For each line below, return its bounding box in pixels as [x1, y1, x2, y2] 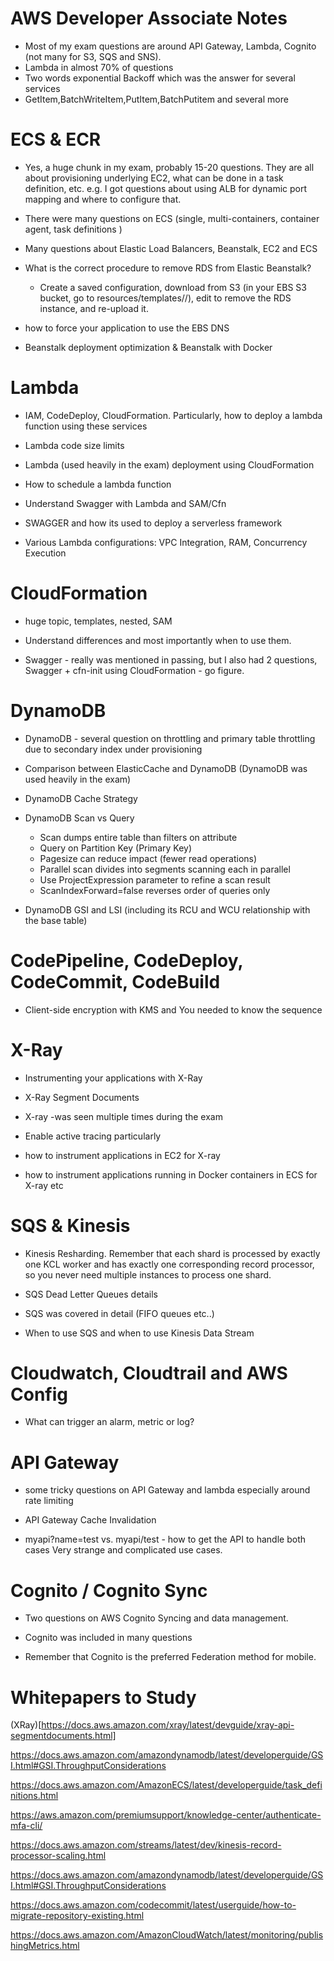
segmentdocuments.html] [10, 1730, 117, 1742]
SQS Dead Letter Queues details [24, 1288, 158, 1300]
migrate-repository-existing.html [10, 1910, 145, 1922]
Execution [24, 547, 67, 559]
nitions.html [10, 1790, 59, 1802]
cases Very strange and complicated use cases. [24, 1544, 223, 1556]
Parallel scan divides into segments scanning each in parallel [39, 863, 291, 875]
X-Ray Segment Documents [24, 1091, 140, 1103]
